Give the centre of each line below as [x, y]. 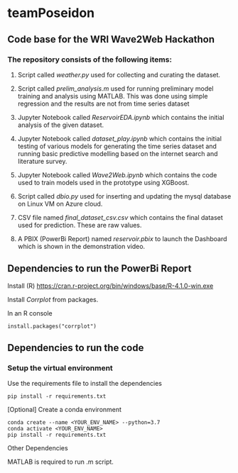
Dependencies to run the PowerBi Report [99, 268]
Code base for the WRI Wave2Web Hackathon [111, 39]
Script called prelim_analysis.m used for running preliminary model [115, 88]
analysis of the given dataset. [61, 125]
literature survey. [42, 161]
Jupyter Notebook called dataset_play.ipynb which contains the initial [120, 138]
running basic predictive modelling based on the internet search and [118, 153]
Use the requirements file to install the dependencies [85, 384]
